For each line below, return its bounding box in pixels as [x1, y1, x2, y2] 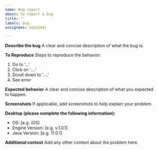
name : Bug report [5, 7, 40, 12]
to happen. [5, 92, 27, 98]
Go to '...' [12, 62, 30, 67]
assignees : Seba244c [5, 25, 47, 30]
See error [12, 77, 32, 83]
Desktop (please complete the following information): [5, 110, 116, 117]
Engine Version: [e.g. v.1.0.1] [12, 125, 68, 131]
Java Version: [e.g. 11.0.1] [12, 130, 62, 136]
